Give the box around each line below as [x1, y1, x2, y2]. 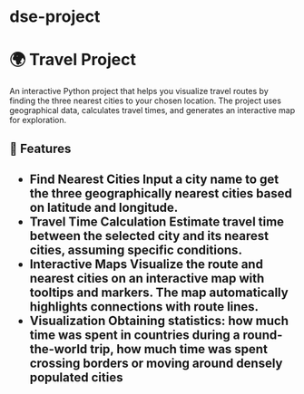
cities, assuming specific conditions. [29, 242, 243, 257]
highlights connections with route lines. [29, 299, 260, 314]
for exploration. [9, 115, 67, 126]
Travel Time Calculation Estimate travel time [29, 214, 284, 229]
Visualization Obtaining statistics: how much [29, 312, 289, 328]
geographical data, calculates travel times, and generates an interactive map [9, 105, 296, 116]
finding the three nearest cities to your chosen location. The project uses [9, 95, 281, 106]
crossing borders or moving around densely [29, 355, 283, 370]
